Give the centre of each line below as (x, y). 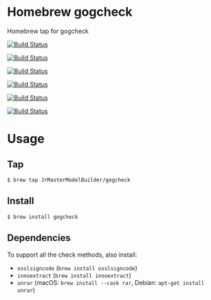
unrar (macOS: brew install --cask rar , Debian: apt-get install (111, 282)
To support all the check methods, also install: (72, 255)
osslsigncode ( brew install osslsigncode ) (77, 268)
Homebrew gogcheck (70, 12)
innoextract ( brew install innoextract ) (74, 275)
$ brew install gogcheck (43, 217)
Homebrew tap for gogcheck (48, 31)
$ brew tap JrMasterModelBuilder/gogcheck (69, 180)
